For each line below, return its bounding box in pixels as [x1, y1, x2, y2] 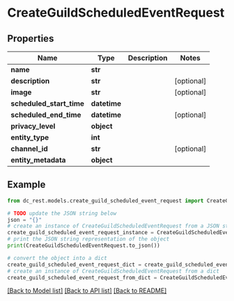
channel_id [10, 144, 49, 154]
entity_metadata [10, 155, 66, 165]
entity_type [10, 133, 49, 142]
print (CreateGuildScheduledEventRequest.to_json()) [7, 242, 160, 250]
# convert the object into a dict [7, 254, 108, 261]
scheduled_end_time [10, 110, 81, 120]
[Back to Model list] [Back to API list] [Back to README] [7, 286, 167, 295]
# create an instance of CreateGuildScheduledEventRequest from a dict [7, 268, 219, 275]
